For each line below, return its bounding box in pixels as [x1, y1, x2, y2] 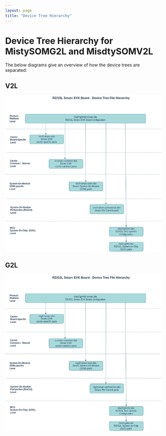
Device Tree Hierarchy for [5, 35, 113, 47]
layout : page [5, 8, 32, 13]
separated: [5, 67, 27, 73]
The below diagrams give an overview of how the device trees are [5, 62, 140, 68]
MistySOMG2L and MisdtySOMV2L [5, 46, 154, 57]
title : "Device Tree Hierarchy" [5, 13, 72, 18]
